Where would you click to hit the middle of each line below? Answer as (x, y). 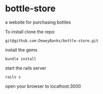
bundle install (21, 59)
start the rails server (26, 68)
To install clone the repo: (30, 31)
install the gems (21, 50)
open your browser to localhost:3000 (43, 86)
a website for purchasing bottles (38, 22)
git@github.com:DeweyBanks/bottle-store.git (52, 41)
